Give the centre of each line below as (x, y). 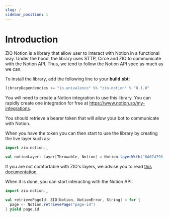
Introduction (32, 39)
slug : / (13, 10)
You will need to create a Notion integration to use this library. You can (78, 98)
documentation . (22, 172)
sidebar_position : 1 (27, 15)
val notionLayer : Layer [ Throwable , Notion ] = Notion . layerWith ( (74, 157)
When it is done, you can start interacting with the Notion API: (69, 182)
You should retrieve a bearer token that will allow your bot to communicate (82, 118)
